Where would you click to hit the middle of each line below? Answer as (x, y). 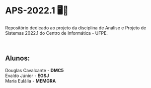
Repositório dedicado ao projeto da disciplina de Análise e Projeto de (76, 28)
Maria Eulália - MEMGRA (31, 81)
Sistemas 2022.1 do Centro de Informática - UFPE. (57, 33)
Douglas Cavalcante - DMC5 (35, 70)
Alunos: (18, 58)
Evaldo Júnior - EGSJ (27, 76)
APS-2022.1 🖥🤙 (37, 11)
